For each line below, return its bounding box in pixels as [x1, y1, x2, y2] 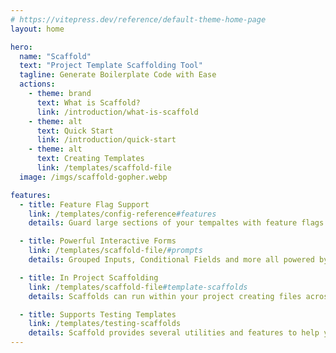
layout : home [10, 24, 65, 34]
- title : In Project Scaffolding [19, 272, 159, 283]
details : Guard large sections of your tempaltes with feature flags [28, 218, 325, 228]
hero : [10, 42, 33, 52]
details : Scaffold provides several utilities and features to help [28, 328, 320, 338]
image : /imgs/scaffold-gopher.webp [19, 172, 168, 182]
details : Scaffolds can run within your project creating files [28, 291, 302, 301]
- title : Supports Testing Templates [19, 309, 177, 320]
